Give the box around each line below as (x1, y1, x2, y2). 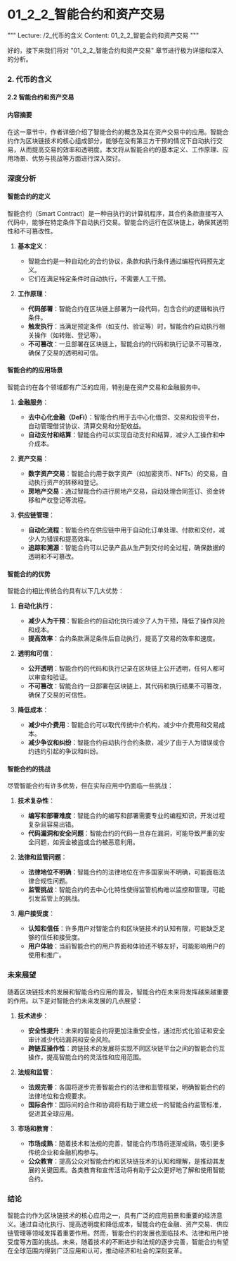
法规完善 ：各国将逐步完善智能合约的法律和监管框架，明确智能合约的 (27, 1083, 225, 1091)
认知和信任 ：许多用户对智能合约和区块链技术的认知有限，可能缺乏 (27, 925, 219, 933)
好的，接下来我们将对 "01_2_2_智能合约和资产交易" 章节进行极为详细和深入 (7, 46, 223, 54)
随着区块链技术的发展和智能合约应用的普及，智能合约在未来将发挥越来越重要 (7, 987, 229, 996)
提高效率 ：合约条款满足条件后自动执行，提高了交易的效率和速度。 (27, 634, 219, 642)
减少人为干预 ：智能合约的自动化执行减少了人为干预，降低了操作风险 (27, 616, 225, 625)
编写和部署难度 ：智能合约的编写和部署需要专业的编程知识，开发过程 (27, 812, 225, 820)
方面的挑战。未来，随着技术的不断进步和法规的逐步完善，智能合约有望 (25, 1237, 229, 1245)
